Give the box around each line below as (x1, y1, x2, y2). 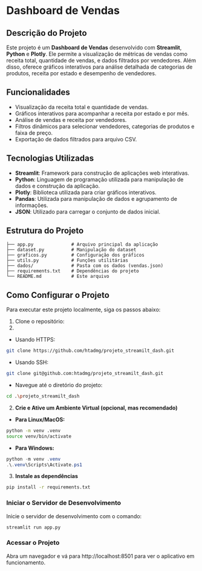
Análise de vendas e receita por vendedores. (15, 116, 127, 123)
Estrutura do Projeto (6, 226, 84, 236)
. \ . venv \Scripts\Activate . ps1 (6, 462, 83, 468)
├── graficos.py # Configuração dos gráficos (6, 252, 145, 258)
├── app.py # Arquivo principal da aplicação (6, 242, 158, 248)
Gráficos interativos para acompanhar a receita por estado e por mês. (15, 110, 189, 117)
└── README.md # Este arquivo (6, 274, 110, 280)
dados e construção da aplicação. (15, 182, 100, 189)
